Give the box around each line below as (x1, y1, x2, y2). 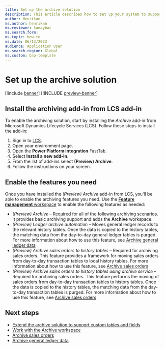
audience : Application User (5, 44, 63, 49)
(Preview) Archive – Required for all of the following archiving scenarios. (12, 211, 159, 217)
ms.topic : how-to (5, 35, 41, 40)
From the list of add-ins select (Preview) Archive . (12, 158, 113, 165)
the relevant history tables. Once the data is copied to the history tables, (12, 227, 159, 232)
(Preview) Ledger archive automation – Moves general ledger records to (12, 221, 159, 227)
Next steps (5, 309, 39, 317)
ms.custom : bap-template (5, 53, 56, 58)
